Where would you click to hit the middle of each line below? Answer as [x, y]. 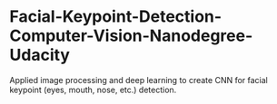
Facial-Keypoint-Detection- [116, 17]
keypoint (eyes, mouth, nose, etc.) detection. [93, 90]
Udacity [40, 55]
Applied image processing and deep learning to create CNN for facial [138, 80]
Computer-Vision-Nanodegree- [131, 36]
